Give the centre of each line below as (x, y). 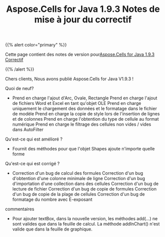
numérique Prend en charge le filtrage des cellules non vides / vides (82, 124)
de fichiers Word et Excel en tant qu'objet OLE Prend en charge (77, 103)
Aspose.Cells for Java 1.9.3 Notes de (83, 9)
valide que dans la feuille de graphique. (52, 229)
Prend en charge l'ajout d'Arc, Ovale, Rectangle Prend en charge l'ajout (85, 98)
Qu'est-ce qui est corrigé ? (33, 164)
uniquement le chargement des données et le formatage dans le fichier (84, 109)
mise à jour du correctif (83, 20)
